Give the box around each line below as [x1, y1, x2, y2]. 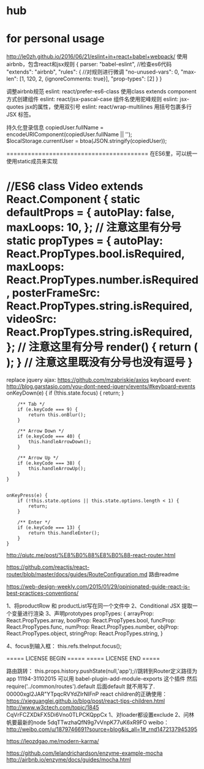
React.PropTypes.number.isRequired [6, 273, 199, 287]
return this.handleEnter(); [28, 530, 100, 536]
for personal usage [6, 32, 105, 46]
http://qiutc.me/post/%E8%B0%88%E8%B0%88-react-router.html [6, 552, 176, 559]
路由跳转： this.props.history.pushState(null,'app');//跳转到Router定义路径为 [6, 667, 198, 675]
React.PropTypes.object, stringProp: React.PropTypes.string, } [6, 630, 164, 637]
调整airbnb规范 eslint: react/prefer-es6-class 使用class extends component [6, 88, 197, 95]
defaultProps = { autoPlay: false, [6, 206, 175, 220]
